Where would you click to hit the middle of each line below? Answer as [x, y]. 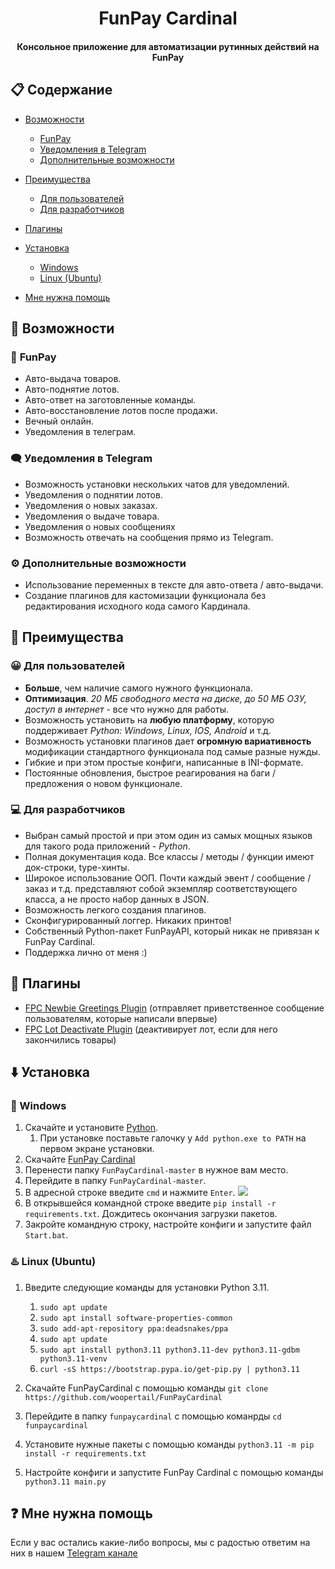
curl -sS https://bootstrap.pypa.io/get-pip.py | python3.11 [169, 1369]
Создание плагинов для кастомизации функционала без [145, 595]
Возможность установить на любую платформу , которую [149, 719]
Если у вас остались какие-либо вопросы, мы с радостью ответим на [160, 1543]
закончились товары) [70, 1039]
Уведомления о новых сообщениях [100, 526]
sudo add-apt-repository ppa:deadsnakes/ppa [134, 1328]
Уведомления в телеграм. [80, 432]
